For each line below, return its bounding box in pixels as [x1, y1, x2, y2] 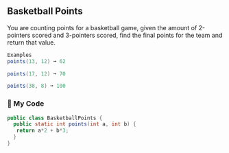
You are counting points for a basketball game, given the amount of [7, 23, 197, 32]
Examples [7, 51, 32, 58]
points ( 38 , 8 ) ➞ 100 [7, 82, 67, 90]
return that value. [7, 38, 56, 47]
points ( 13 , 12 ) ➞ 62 [7, 58, 67, 64]
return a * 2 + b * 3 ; [16, 127, 69, 134]
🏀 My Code [7, 99, 45, 108]
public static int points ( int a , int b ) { [13, 121, 136, 128]
